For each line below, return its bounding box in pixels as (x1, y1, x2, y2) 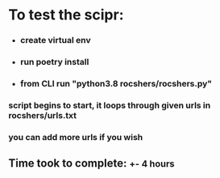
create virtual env (19, 35, 91, 46)
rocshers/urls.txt (8, 109, 77, 121)
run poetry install (19, 57, 89, 68)
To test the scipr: (8, 6, 124, 24)
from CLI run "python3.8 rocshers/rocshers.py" (19, 78, 212, 89)
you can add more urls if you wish (8, 131, 143, 142)
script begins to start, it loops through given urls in (8, 100, 211, 111)
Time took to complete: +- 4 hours (8, 156, 175, 171)
